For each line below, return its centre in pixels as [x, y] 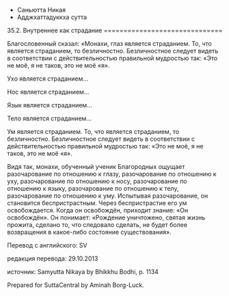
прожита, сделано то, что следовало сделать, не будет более [97, 225]
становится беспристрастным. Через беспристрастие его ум [97, 203]
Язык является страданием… [50, 105]
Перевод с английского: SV [47, 245]
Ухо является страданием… [48, 79]
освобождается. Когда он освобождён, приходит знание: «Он [98, 210]
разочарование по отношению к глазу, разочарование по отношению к [112, 174]
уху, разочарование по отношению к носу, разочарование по [97, 181]
